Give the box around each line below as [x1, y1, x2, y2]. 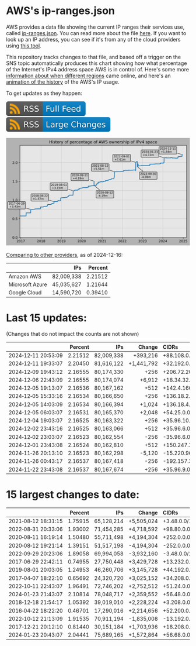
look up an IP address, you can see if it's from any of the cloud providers [6, 36, 181, 43]
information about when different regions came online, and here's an [6, 72, 171, 79]
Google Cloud [8, 289, 42, 296]
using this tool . [6, 42, 42, 49]
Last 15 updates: [6, 311, 87, 324]
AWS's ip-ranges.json [6, 4, 116, 18]
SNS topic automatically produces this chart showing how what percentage [6, 60, 187, 67]
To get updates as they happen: [6, 90, 83, 97]
